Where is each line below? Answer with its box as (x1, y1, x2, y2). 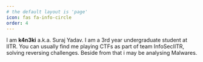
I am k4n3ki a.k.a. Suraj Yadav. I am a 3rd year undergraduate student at (6, 37, 188, 44)
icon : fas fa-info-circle (6, 14, 72, 20)
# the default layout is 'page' (6, 8, 88, 15)
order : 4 (6, 20, 28, 26)
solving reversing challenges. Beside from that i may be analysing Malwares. (6, 49, 198, 57)
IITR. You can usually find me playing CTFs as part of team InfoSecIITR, (6, 43, 185, 50)
